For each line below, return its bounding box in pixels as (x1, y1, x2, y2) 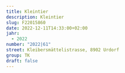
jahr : (6, 31, 19, 36)
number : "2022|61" (6, 42, 51, 48)
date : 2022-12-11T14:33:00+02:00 (6, 25, 88, 31)
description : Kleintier (6, 14, 65, 20)
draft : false (6, 58, 38, 64)
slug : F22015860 (6, 19, 46, 25)
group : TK (6, 52, 31, 58)
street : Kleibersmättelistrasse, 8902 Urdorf (6, 47, 119, 53)
